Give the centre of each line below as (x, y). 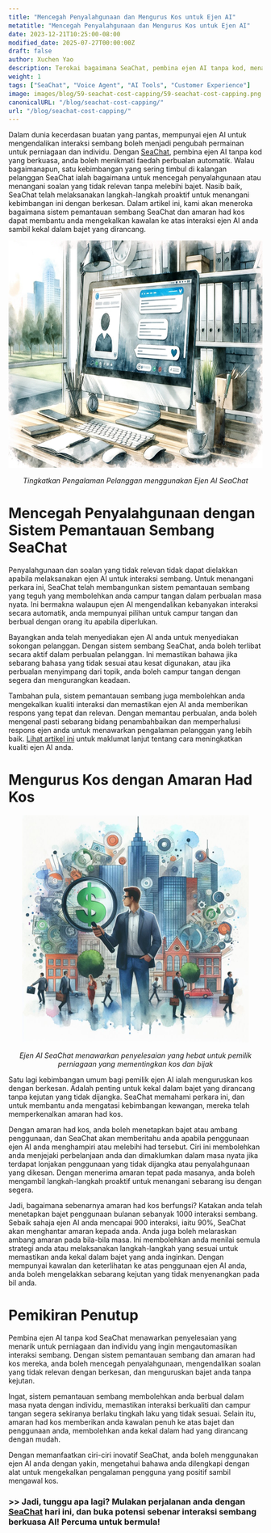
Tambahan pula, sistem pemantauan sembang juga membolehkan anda (127, 696)
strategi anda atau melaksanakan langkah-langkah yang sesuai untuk (123, 1249)
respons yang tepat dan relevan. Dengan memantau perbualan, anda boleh (133, 713)
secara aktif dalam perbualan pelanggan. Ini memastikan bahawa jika (123, 655)
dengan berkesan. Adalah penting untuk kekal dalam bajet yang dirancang (132, 1089)
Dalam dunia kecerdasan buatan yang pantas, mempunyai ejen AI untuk (127, 135)
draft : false (30, 51)
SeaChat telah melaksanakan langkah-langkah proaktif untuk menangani (129, 195)
